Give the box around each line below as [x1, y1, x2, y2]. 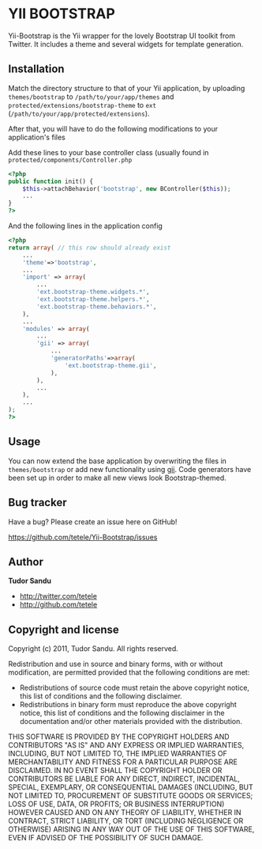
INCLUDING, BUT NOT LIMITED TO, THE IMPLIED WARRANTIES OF [8, 749, 227, 759]
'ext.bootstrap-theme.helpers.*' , [36, 295, 150, 303]
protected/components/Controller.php [8, 156, 133, 164]
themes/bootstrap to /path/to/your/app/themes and [8, 92, 174, 101]
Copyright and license [8, 622, 120, 636]
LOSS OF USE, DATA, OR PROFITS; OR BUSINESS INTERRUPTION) [8, 799, 225, 809]
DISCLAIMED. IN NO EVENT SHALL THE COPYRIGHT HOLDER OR [8, 766, 223, 775]
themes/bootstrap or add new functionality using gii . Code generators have [8, 464, 252, 474]
